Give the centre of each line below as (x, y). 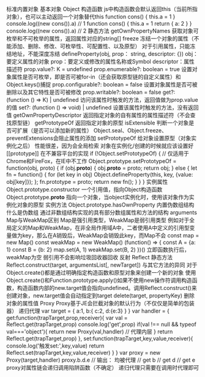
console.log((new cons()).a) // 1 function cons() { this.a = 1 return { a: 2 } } (99, 24)
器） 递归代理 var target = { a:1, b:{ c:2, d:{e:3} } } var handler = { (88, 311)
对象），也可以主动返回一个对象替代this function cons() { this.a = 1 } (91, 17)
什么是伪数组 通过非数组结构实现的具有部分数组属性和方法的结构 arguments (102, 212)
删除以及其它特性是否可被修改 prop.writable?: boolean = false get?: (91, 92)
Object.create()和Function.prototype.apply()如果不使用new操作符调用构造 (99, 280)
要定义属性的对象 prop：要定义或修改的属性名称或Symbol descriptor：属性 (100, 61)
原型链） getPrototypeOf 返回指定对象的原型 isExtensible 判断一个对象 (100, 123)
